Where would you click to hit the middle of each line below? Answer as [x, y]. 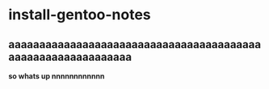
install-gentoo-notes [80, 15]
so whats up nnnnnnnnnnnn [57, 76]
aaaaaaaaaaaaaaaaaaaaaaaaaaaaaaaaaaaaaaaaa [134, 44]
